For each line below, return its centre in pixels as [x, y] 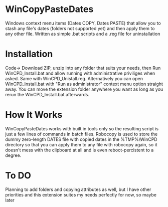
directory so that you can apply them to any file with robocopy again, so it [81, 144]
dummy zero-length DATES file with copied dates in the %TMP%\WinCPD [81, 139]
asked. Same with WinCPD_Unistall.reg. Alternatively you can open [74, 78]
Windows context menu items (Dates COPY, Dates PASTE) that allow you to [83, 23]
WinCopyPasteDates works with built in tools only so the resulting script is [82, 128]
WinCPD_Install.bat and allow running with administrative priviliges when [80, 73]
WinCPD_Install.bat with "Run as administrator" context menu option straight [84, 84]
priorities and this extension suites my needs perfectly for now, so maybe [81, 194]
